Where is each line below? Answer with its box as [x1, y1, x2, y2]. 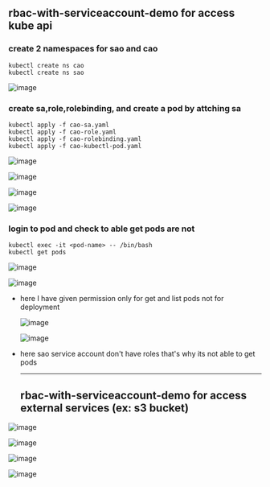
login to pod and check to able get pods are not [8, 223, 195, 234]
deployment [19, 302, 60, 312]
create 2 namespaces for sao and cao [8, 43, 158, 55]
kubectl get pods [8, 249, 67, 257]
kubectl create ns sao [8, 68, 84, 76]
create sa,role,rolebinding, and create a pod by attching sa [8, 102, 242, 113]
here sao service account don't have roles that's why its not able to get [19, 349, 256, 359]
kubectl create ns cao [8, 61, 84, 69]
